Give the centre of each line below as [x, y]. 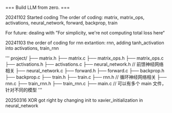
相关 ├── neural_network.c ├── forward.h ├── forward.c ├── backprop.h [85, 71]
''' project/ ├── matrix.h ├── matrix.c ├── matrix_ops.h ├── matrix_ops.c [84, 58]
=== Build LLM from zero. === [38, 7]
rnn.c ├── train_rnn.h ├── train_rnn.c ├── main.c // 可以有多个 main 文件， [86, 83]
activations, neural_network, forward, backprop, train [62, 23]
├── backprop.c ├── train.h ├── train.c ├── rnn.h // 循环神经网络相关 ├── [86, 77]
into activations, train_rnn [32, 48]
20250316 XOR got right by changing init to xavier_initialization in [74, 100]
